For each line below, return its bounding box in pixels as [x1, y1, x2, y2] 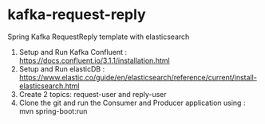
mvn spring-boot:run [18, 106, 88, 116]
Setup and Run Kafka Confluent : [18, 47, 128, 56]
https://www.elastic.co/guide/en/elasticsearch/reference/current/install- [18, 72, 257, 82]
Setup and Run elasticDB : [18, 64, 105, 73]
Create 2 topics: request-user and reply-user [18, 89, 167, 99]
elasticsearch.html [18, 81, 80, 91]
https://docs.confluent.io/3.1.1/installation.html [18, 56, 170, 65]
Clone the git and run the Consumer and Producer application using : [18, 98, 246, 107]
